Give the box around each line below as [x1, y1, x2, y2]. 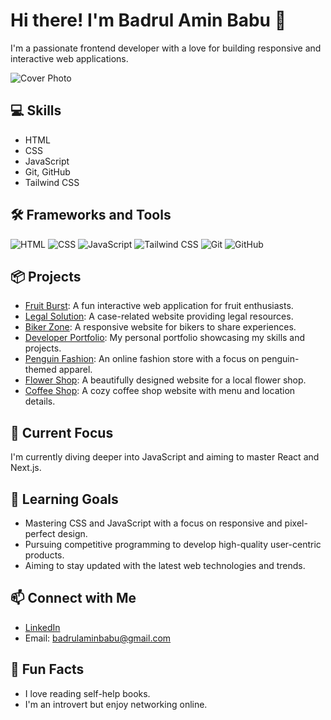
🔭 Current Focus [10, 424, 114, 441]
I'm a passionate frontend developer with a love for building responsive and [10, 42, 322, 54]
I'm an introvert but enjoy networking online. [24, 698, 208, 710]
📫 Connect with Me [10, 590, 137, 607]
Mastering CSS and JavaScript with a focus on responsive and [24, 517, 283, 529]
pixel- [284, 517, 308, 529]
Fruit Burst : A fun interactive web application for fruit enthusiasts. [24, 300, 294, 312]
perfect [24, 528, 56, 539]
